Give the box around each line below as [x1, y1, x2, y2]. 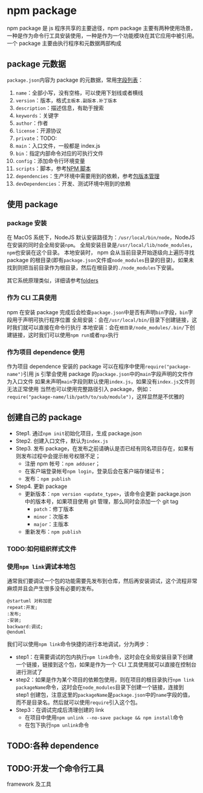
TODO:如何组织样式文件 [7, 544, 77, 553]
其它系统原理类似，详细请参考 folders [7, 277, 98, 285]
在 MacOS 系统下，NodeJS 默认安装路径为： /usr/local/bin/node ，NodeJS [7, 234, 195, 241]
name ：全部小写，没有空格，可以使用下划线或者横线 [15, 89, 144, 96]
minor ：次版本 [33, 513, 69, 520]
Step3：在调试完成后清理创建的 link [15, 706, 105, 714]
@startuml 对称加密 [7, 598, 53, 604]
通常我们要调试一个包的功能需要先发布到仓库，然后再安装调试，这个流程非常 [7, 577, 198, 585]
